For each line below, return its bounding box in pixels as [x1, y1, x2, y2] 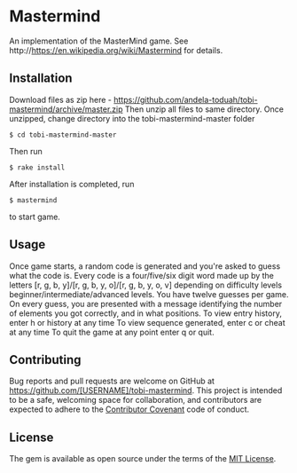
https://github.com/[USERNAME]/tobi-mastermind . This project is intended [9, 385, 283, 396]
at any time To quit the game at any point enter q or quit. [9, 327, 215, 337]
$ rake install [9, 162, 66, 172]
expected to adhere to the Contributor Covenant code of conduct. [9, 404, 250, 414]
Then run [9, 146, 43, 156]
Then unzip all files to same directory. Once [124, 104, 284, 114]
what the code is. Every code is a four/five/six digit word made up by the [9, 270, 275, 280]
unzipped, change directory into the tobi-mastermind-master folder [9, 113, 255, 123]
